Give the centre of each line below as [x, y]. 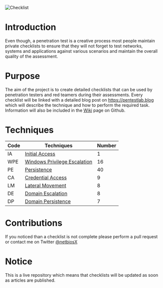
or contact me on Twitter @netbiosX [41, 242]
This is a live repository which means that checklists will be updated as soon [82, 275]
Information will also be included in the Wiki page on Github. [65, 110]
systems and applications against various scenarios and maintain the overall [81, 51]
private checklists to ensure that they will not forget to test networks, [74, 46]
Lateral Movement [46, 185]
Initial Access [40, 154]
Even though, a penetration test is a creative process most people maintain [80, 41]
